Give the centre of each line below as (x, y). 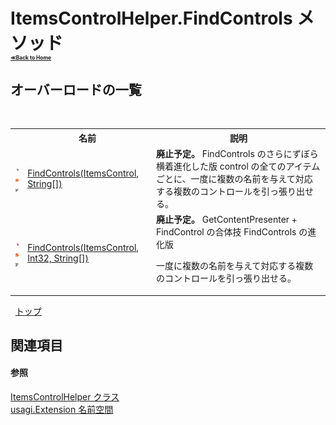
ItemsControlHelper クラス (65, 397)
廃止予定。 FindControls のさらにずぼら (237, 153)
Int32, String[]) (58, 258)
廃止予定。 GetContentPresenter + (226, 219)
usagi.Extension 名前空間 (62, 410)
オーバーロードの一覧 (76, 89)
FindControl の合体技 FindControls (226, 232)
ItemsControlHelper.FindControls (151, 18)
